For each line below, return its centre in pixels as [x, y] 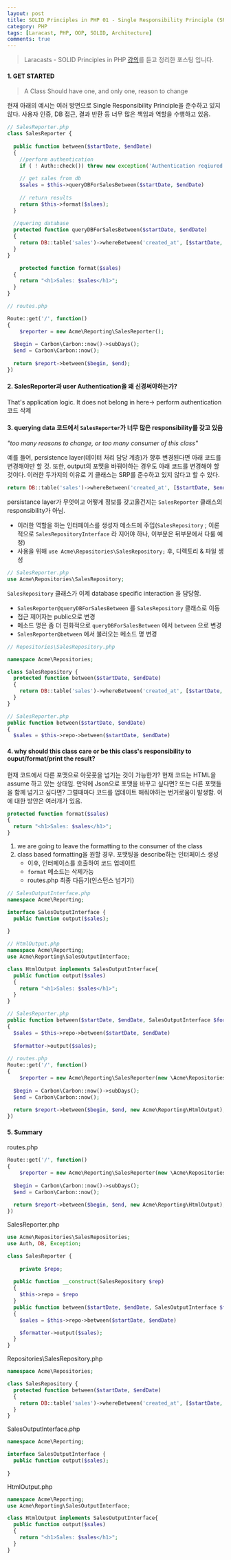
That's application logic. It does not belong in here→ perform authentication [114, 402]
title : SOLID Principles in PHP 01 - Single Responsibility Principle [110, 20]
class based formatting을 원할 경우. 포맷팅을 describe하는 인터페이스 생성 [118, 855]
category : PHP [27, 26]
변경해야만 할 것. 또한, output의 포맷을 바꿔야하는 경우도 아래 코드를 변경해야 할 [113, 466]
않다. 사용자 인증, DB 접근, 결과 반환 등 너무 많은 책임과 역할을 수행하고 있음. [109, 114]
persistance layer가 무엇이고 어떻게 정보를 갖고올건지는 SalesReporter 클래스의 [115, 502]
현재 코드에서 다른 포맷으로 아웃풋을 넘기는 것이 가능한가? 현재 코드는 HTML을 [112, 774]
